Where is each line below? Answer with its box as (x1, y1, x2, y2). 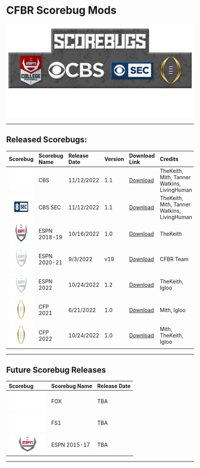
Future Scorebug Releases (6, 364, 106, 375)
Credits (160, 155, 179, 163)
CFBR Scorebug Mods (6, 4, 117, 17)
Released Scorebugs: (6, 135, 87, 145)
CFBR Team (160, 255, 189, 263)
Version (104, 155, 124, 163)
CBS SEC (38, 204, 61, 211)
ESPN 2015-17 (51, 441, 90, 448)
